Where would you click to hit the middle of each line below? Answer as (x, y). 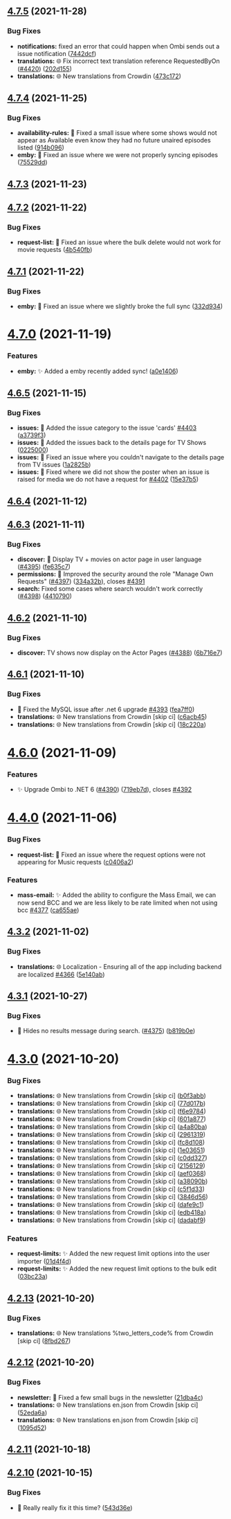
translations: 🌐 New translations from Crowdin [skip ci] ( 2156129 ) (111, 1165)
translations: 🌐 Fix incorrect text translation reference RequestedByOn (118, 61)
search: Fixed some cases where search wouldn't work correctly (110, 589)
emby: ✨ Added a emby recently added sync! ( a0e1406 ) (98, 371)
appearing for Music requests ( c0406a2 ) (75, 862)
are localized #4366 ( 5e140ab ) (61, 974)
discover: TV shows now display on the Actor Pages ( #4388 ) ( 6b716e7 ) (120, 653)
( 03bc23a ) (33, 1277)
